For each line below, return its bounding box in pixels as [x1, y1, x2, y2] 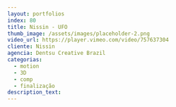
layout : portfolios [7, 10, 65, 18]
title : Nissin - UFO [7, 23, 69, 30]
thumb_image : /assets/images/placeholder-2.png [7, 30, 151, 37]
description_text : [7, 89, 61, 96]
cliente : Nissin [7, 43, 55, 50]
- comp [13, 75, 33, 83]
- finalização [13, 82, 55, 89]
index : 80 [7, 17, 37, 24]
